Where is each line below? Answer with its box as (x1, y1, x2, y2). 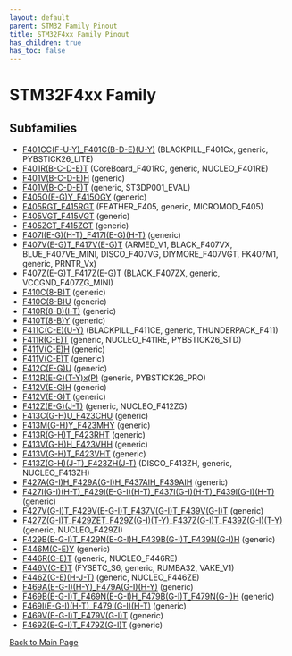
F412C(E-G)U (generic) (21, 363, 108, 374)
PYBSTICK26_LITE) (21, 154, 94, 165)
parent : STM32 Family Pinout (9, 21, 118, 30)
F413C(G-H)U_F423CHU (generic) (21, 411, 149, 422)
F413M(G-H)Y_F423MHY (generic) (21, 420, 151, 430)
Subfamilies (9, 120, 78, 135)
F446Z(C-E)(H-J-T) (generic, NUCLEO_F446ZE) (21, 572, 200, 583)
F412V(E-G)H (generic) (21, 382, 107, 393)
